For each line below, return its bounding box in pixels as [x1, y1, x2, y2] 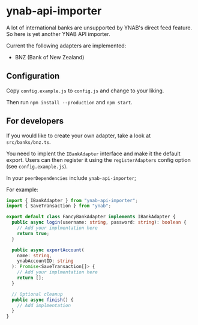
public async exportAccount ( [11, 247, 85, 253]
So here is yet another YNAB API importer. [6, 30, 110, 37]
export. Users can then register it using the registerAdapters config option [6, 156, 191, 163]
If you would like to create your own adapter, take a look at [6, 132, 151, 139]
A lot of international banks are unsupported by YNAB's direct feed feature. [6, 24, 193, 31]
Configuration [6, 71, 60, 82]
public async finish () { [11, 297, 74, 303]
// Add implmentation [17, 302, 71, 308]
